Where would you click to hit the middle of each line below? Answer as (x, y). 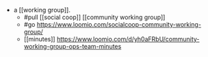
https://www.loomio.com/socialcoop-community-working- (119, 24)
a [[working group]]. (42, 10)
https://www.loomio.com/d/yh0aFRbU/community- (128, 39)
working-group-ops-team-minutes (73, 46)
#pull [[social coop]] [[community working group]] (94, 17)
